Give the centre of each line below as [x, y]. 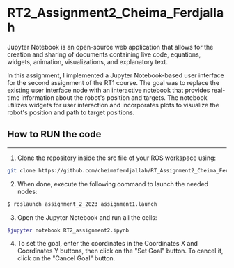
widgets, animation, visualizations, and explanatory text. [88, 61]
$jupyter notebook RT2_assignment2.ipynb [68, 230]
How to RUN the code [54, 134]
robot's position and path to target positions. [71, 112]
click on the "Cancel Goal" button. [66, 258]
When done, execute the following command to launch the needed [113, 184]
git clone [22, 170]
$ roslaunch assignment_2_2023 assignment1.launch [82, 204]
